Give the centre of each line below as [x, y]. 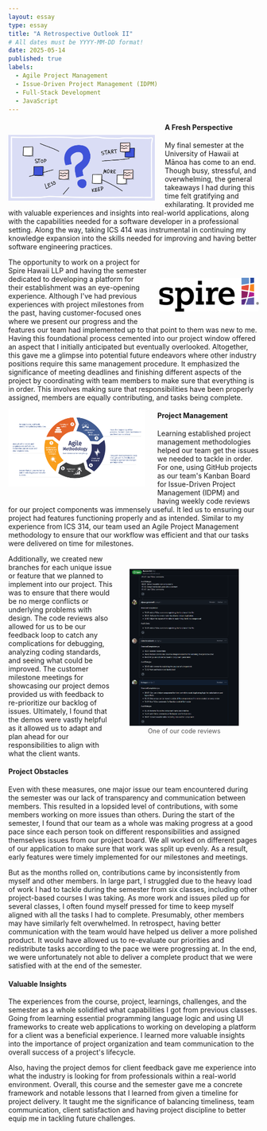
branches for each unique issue [60, 567]
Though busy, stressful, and [211, 170]
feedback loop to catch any [53, 635]
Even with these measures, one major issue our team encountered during [128, 789]
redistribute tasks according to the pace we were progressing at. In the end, [132, 949]
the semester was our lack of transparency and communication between [127, 797]
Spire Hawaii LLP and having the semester [77, 270]
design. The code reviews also [58, 618]
